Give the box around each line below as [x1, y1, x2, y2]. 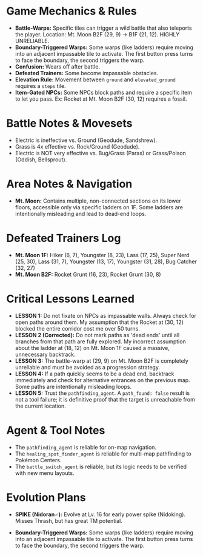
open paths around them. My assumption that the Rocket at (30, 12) [15, 318, 184, 326]
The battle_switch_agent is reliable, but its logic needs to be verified [15, 463, 187, 470]
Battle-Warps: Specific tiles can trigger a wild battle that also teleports [15, 24, 192, 32]
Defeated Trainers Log [6, 232, 121, 245]
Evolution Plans [6, 490, 86, 504]
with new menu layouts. [15, 469, 75, 477]
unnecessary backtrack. [15, 351, 76, 358]
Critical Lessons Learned [6, 292, 135, 306]
